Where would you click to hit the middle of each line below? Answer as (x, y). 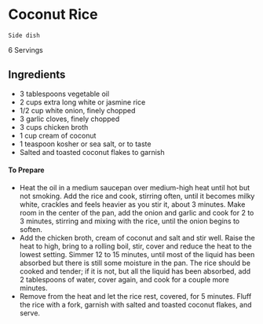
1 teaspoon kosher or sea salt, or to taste (85, 144)
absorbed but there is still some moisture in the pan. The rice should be (135, 263)
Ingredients (37, 75)
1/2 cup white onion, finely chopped (77, 110)
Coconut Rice (53, 15)
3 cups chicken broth (54, 127)
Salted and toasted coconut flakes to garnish (92, 152)
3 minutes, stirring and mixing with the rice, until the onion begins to (130, 221)
